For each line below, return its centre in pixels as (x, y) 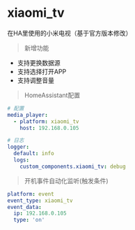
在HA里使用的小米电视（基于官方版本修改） (70, 33)
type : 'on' (29, 220)
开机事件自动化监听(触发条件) (66, 180)
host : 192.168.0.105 (49, 128)
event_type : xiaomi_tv (40, 201)
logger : (18, 147)
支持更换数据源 (39, 63)
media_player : (28, 115)
